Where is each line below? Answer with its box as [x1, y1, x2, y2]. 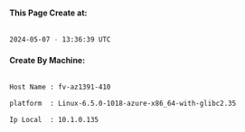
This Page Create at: [9, 7, 88, 18]
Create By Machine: [9, 54, 86, 65]
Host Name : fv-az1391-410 [9, 82, 111, 92]
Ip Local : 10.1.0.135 [9, 116, 99, 125]
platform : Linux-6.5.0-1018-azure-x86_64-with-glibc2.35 [9, 99, 237, 108]
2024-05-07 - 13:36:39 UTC [9, 35, 111, 44]
